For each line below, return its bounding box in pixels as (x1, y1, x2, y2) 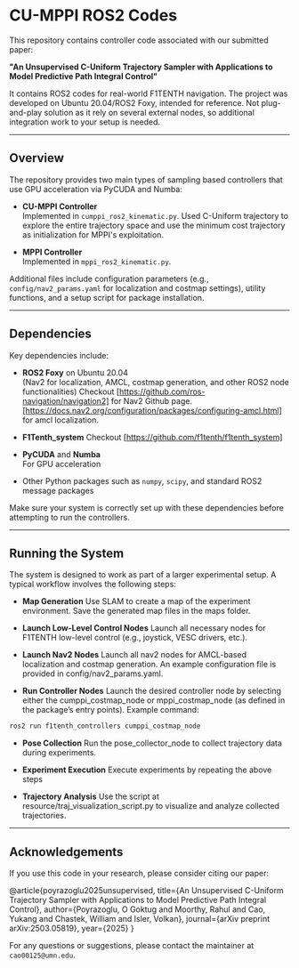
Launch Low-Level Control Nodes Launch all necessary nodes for (21, 623, 266, 633)
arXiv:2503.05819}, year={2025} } (9, 923, 135, 934)
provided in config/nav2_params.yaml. (21, 668, 164, 679)
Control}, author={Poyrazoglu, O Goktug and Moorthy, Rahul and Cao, (9, 904, 266, 915)
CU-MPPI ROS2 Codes (9, 5, 178, 26)
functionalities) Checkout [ (21, 386, 120, 397)
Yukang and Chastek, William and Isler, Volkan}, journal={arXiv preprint (9, 914, 271, 924)
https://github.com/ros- (118, 386, 206, 397)
